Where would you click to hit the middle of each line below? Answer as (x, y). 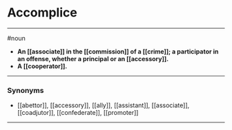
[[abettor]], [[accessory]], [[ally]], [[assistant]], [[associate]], (103, 105)
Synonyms (26, 90)
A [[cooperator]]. (42, 66)
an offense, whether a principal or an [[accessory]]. (93, 58)
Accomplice (42, 13)
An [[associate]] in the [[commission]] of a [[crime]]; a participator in (118, 51)
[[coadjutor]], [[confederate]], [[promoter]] (78, 113)
